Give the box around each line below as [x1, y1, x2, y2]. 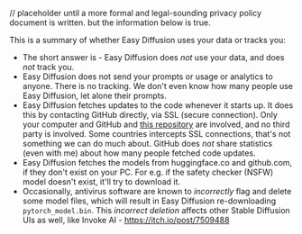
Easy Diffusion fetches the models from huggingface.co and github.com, [22, 157, 293, 167]
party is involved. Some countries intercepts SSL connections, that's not [22, 129, 291, 139]
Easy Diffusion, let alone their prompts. [22, 90, 167, 101]
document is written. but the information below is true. [9, 17, 211, 28]
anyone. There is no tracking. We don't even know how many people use [22, 81, 293, 91]
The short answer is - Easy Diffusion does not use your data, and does [22, 52, 285, 62]
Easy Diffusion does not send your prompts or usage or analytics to [22, 71, 273, 82]
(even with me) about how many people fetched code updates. [22, 148, 256, 158]
